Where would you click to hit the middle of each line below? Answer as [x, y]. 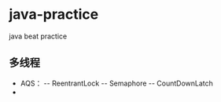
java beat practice [38, 36]
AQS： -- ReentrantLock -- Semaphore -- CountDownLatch [116, 83]
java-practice [54, 15]
